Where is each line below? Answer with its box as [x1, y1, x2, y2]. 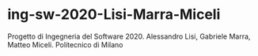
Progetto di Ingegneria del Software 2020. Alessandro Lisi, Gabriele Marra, [7, 32, 251, 41]
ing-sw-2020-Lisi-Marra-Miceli [7, 6, 221, 24]
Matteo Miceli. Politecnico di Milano [7, 39, 123, 49]
